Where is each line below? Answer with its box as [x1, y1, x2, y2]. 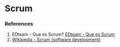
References [4, 21, 33, 27]
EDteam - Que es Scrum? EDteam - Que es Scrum [11, 31, 115, 37]
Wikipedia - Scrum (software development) [11, 37, 101, 43]
